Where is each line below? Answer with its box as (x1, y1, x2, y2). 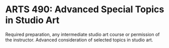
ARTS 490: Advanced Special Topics (5, 4, 164, 15)
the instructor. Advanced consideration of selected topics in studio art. (5, 37, 154, 43)
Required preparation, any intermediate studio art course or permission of (5, 31, 160, 37)
